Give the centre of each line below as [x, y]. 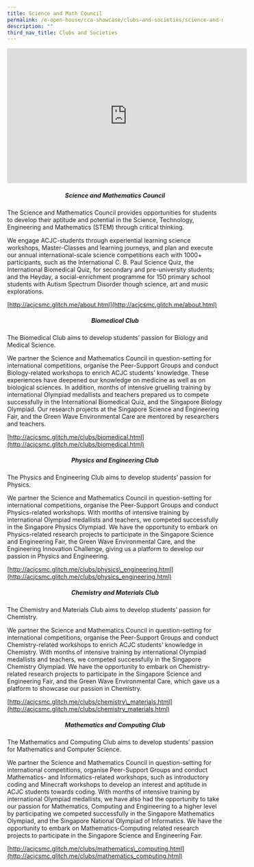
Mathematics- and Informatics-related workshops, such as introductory [108, 777]
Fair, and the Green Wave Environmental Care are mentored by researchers [113, 417]
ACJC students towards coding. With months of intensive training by [103, 792]
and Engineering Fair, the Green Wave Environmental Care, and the [101, 541]
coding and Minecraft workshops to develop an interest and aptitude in [107, 785]
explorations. [26, 291]
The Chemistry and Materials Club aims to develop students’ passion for [109, 610]
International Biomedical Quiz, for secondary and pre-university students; [111, 270]
